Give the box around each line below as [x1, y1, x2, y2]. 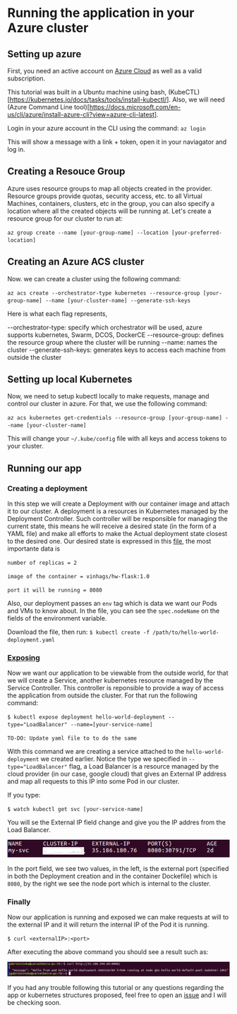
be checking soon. [7, 998, 61, 1007]
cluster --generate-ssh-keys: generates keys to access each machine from [7, 346, 226, 354]
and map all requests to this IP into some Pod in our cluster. [7, 777, 180, 786]
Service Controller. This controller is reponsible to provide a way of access [7, 684, 224, 692]
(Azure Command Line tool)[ [7, 103, 90, 111]
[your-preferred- [171, 229, 222, 236]
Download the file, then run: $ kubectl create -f [7, 628, 150, 636]
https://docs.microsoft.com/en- [89, 103, 181, 111]
